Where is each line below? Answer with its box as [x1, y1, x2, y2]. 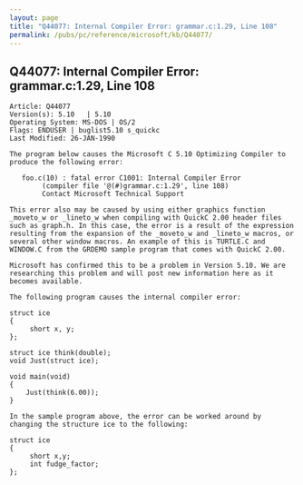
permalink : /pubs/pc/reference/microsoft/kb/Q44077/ [9, 30, 213, 39]
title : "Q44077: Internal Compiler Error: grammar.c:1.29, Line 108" [9, 22, 279, 31]
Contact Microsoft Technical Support [42, 190, 184, 199]
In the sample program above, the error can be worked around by [9, 412, 261, 421]
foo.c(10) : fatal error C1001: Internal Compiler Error [21, 173, 242, 183]
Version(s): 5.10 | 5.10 [9, 110, 112, 119]
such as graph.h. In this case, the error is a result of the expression [9, 222, 295, 231]
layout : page [9, 13, 59, 23]
